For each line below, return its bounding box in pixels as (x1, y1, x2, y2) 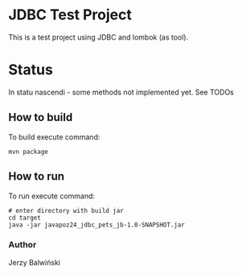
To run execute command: (8, 191, 95, 201)
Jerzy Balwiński (8, 257, 60, 267)
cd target (8, 214, 42, 222)
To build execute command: (8, 131, 100, 142)
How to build (8, 110, 73, 124)
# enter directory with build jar (8, 206, 125, 215)
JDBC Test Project (8, 6, 133, 24)
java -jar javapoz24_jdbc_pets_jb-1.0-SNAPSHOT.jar (8, 220, 185, 229)
